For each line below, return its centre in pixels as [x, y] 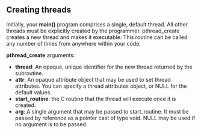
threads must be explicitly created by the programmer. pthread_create [93, 31]
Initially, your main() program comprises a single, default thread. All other [97, 24]
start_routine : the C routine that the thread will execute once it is [95, 99]
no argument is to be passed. [51, 124]
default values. [33, 92]
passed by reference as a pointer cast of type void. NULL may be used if [105, 118]
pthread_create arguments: [41, 55]
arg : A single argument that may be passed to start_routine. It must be [102, 111]
